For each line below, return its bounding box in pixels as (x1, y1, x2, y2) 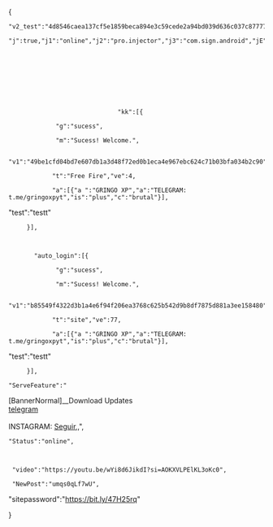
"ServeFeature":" (8, 381, 67, 390)
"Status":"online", (8, 438, 75, 446)
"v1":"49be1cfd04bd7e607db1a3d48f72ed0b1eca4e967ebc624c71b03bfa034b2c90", (8, 158, 271, 166)
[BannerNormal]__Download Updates (8, 396, 133, 405)
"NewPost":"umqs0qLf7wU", (11, 480, 100, 488)
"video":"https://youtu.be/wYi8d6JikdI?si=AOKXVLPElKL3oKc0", (11, 466, 227, 474)
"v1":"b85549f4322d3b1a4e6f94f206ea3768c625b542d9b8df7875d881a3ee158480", (8, 302, 271, 310)
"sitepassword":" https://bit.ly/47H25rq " (8, 494, 141, 503)
